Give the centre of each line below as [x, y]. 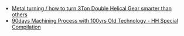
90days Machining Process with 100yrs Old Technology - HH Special [95, 21]
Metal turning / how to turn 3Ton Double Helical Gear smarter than [91, 8]
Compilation [26, 27]
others [19, 15]
